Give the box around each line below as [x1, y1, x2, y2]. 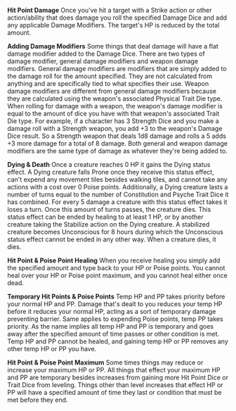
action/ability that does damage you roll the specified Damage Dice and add [7, 13, 227, 22]
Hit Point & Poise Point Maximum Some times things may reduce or [7, 358, 204, 367]
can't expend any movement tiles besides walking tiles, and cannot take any [7, 175, 228, 184]
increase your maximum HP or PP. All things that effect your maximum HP [7, 366, 221, 374]
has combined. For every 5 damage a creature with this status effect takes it [7, 198, 228, 206]
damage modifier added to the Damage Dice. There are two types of [7, 49, 205, 58]
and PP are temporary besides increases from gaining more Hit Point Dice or [7, 373, 228, 381]
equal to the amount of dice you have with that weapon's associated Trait [7, 109, 220, 118]
